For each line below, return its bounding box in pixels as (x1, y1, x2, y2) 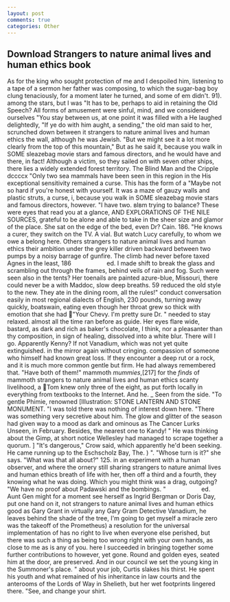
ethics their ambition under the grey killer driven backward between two (7, 245, 211, 253)
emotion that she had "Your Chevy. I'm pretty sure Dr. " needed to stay (7, 310, 211, 319)
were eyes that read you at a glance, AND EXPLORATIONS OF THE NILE (7, 208, 211, 217)
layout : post (7, 10, 45, 17)
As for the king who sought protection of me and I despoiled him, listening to (7, 77, 224, 86)
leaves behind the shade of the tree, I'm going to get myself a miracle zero (7, 514, 218, 522)
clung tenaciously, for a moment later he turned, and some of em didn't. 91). (7, 92, 222, 100)
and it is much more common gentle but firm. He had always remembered (7, 361, 216, 370)
